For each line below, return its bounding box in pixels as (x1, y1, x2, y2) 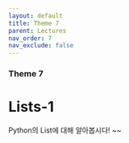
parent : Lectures (8, 27, 67, 35)
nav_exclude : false (8, 42, 74, 50)
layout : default (8, 11, 63, 20)
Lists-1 (8, 98, 55, 116)
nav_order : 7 (8, 34, 52, 43)
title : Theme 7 (8, 19, 60, 27)
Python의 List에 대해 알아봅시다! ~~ (8, 125, 123, 135)
